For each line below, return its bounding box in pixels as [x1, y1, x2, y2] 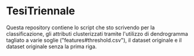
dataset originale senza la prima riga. [6, 43, 97, 50]
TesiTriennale [6, 4, 76, 18]
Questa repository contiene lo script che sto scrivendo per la [6, 24, 155, 31]
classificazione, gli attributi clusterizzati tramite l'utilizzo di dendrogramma [6, 30, 189, 37]
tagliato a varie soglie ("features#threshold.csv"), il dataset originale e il [6, 36, 182, 43]
